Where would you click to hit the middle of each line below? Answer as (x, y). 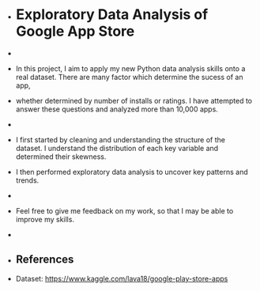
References (45, 260)
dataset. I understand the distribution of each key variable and (117, 148)
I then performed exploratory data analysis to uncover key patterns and (132, 172)
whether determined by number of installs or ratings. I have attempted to (134, 100)
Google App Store (75, 31)
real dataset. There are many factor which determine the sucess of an (129, 77)
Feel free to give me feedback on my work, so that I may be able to (124, 210)
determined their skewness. (61, 157)
